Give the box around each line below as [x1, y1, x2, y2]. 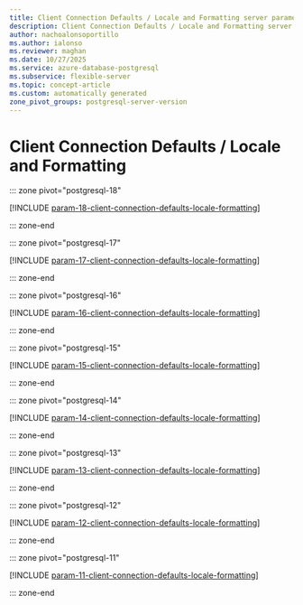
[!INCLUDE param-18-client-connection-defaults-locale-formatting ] [9, 202, 261, 213]
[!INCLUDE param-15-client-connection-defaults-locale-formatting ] [9, 360, 261, 371]
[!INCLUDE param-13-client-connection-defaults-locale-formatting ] [9, 465, 261, 476]
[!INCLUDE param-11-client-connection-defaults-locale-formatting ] [9, 570, 259, 581]
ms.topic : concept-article [9, 80, 111, 89]
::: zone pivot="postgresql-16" [9, 290, 122, 301]
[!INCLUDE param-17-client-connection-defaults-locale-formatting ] [9, 255, 260, 266]
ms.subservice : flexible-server [9, 72, 131, 81]
